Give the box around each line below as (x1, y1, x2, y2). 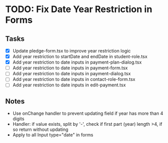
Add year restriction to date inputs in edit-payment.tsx (12, 82, 126, 88)
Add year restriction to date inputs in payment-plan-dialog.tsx (12, 59, 142, 65)
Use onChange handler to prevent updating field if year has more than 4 (12, 110, 163, 117)
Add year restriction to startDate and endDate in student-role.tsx (12, 54, 148, 60)
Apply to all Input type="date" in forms (12, 132, 93, 138)
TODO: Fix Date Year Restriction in (5, 4, 152, 15)
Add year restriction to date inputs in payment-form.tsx (12, 65, 128, 71)
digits (12, 116, 24, 122)
